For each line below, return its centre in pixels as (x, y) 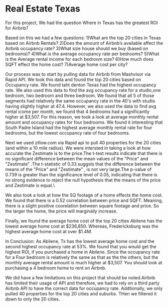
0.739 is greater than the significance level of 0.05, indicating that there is (81, 174)
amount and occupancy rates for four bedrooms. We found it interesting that (84, 122)
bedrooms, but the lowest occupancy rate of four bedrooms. (68, 133)
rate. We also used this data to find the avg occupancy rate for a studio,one (83, 90)
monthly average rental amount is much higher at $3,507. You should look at (84, 262)
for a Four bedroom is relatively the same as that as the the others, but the (82, 257)
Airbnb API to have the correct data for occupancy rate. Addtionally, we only (84, 288)
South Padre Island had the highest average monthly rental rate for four (79, 127)
